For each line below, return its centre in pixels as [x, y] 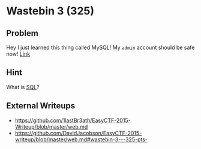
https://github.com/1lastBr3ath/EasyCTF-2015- [73, 120]
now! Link [18, 54]
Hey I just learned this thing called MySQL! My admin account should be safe [100, 47]
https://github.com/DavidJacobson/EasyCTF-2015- [78, 133]
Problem [22, 33]
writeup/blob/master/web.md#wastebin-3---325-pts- [81, 139]
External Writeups [41, 106]
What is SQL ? [23, 87]
